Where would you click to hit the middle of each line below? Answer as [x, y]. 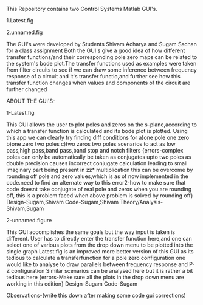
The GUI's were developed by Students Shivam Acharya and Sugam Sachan [102, 44]
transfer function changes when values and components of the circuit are [98, 83]
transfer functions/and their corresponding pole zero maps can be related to [102, 57]
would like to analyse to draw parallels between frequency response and [97, 264]
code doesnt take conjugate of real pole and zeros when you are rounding [99, 189]
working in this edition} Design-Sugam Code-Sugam [72, 284]
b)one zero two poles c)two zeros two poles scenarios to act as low [91, 144]
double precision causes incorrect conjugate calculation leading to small [97, 163]
